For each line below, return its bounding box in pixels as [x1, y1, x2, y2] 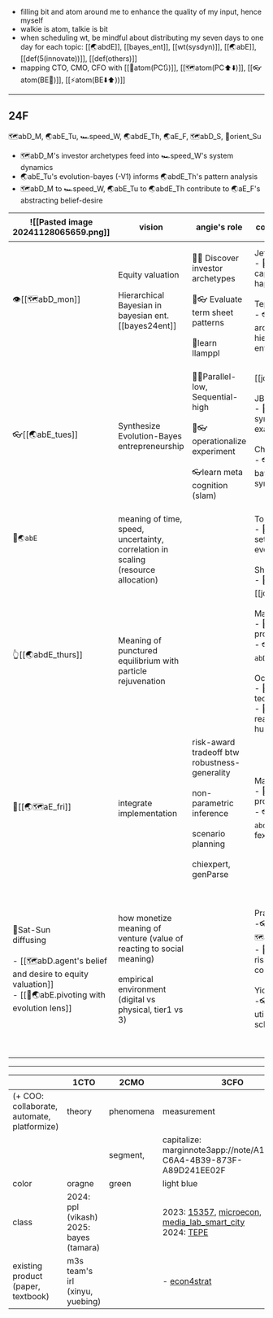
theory [66, 1106, 92, 1117]
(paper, [12, 1281, 41, 1292]
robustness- [192, 757, 240, 768]
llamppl [192, 347, 220, 359]
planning [192, 838, 226, 849]
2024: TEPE [162, 1226, 209, 1237]
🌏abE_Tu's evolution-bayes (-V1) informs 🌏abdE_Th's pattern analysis [19, 171, 258, 181]
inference [192, 807, 229, 818]
